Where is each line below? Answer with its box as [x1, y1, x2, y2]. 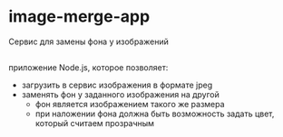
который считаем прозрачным [34, 118, 155, 129]
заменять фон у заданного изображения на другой [21, 89, 220, 100]
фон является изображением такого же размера [34, 99, 225, 110]
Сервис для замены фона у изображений [8, 36, 169, 47]
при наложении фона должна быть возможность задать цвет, [34, 108, 275, 119]
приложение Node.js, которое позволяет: [8, 62, 169, 73]
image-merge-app [8, 6, 151, 27]
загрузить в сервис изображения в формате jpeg [21, 79, 213, 91]
